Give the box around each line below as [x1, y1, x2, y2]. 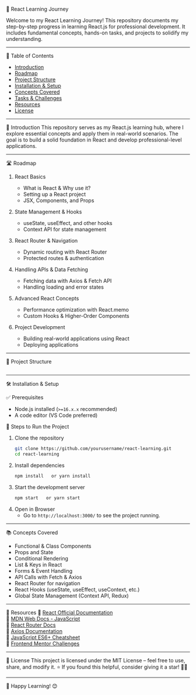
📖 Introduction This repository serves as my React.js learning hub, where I [6, 124, 184, 131]
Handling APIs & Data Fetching [14, 266, 89, 273]
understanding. [6, 36, 43, 42]
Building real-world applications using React [23, 335, 129, 342]
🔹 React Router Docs [6, 621, 56, 628]
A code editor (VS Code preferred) [14, 412, 98, 419]
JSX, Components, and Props [23, 197, 94, 204]
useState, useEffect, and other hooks [23, 220, 113, 226]
